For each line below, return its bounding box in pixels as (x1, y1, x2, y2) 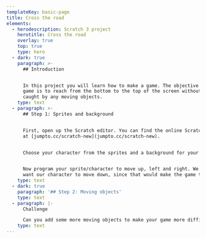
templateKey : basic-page (6, 9, 70, 15)
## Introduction (22, 66, 64, 72)
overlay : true (17, 37, 53, 44)
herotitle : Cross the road (17, 32, 86, 38)
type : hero (17, 49, 45, 55)
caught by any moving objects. (22, 94, 103, 100)
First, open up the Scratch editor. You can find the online (22, 127, 183, 134)
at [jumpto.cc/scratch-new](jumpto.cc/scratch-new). (22, 133, 161, 139)
